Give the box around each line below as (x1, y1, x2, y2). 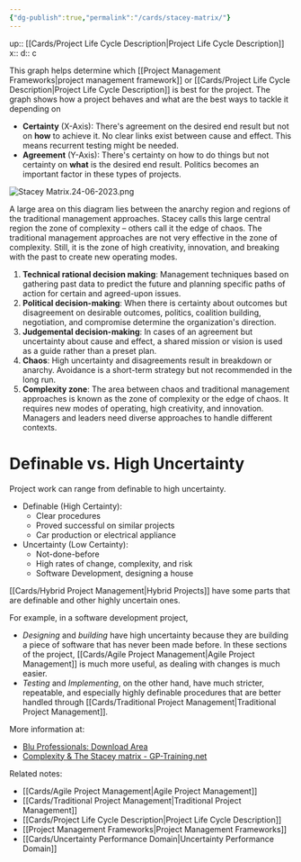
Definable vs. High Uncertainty (9, 453, 245, 474)
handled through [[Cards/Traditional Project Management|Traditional (22, 696, 277, 707)
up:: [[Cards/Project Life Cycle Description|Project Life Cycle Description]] (9, 38, 285, 49)
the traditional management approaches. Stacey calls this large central (9, 213, 271, 223)
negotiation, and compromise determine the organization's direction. (22, 316, 277, 327)
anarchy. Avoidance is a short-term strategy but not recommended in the (22, 364, 293, 375)
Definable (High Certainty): (22, 501, 123, 512)
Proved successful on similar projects (35, 520, 175, 531)
